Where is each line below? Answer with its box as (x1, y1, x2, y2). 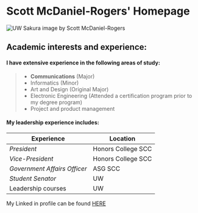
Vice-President (9, 154, 54, 162)
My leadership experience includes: (6, 119, 99, 126)
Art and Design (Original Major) (30, 85, 109, 93)
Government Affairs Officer (9, 164, 87, 173)
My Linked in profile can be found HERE (6, 200, 107, 207)
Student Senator (9, 174, 57, 183)
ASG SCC (93, 164, 121, 173)
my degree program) (30, 99, 83, 106)
